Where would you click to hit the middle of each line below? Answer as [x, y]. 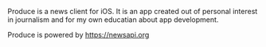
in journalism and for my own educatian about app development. [113, 20]
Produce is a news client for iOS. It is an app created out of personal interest [133, 11]
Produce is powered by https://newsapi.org [78, 35]
